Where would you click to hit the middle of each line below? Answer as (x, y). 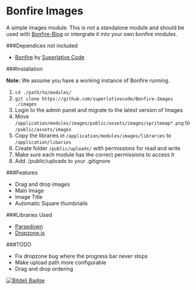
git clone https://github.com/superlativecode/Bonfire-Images (94, 99)
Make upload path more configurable (60, 262)
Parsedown (29, 226)
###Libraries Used (29, 215)
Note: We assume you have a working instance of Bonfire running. (88, 80)
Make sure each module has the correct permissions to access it (94, 155)
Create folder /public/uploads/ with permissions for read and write (98, 148)
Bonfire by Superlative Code (50, 57)
